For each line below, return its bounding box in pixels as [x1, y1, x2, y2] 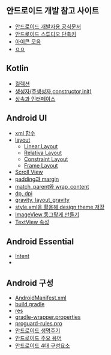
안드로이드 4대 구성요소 [14, 342, 70, 350]
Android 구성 [6, 278, 54, 288]
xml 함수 [14, 130, 35, 137]
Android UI [6, 113, 47, 124]
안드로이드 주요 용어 [14, 335, 62, 342]
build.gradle [14, 301, 45, 308]
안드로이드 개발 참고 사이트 [6, 5, 99, 16]
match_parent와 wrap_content [14, 183, 89, 190]
